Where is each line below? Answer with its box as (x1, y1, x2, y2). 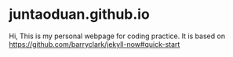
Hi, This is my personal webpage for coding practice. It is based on (9, 31, 226, 41)
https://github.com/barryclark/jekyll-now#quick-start (9, 39, 180, 48)
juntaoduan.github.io (9, 5, 150, 23)
